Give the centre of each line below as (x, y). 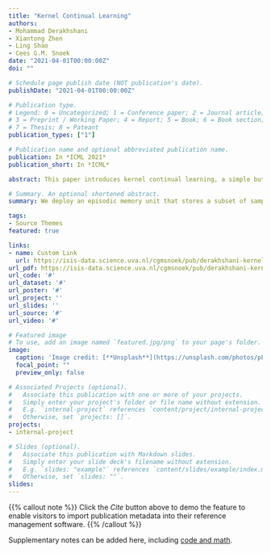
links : (19, 245)
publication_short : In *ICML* (59, 165)
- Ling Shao (28, 46)
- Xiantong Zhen (35, 38)
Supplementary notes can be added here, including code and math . (121, 540)
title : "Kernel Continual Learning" (70, 16)
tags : (17, 216)
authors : (23, 23)
